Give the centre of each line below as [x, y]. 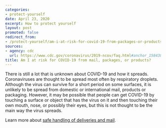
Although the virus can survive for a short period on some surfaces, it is [78, 85]
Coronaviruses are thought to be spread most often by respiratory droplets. [82, 79]
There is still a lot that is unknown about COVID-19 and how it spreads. [77, 74]
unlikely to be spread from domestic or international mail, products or [76, 90]
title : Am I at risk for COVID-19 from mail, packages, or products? [78, 60]
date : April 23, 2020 [27, 19]
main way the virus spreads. [34, 111]
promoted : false [22, 32]
